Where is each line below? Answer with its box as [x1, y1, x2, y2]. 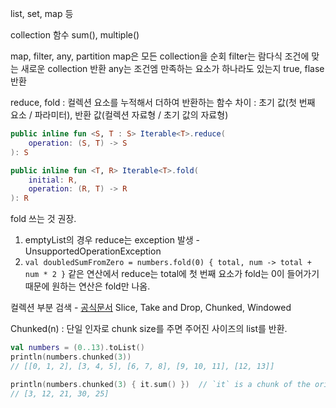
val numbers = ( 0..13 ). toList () [10, 343, 145, 353]
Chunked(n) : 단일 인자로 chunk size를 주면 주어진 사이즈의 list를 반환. [10, 323, 288, 335]
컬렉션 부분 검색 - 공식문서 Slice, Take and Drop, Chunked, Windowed [10, 302, 292, 314]
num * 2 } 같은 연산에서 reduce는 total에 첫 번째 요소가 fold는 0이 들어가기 [24, 268, 320, 280]
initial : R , [28, 175, 78, 185]
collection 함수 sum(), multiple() [10, 29, 140, 41]
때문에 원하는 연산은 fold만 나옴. [24, 280, 151, 292]
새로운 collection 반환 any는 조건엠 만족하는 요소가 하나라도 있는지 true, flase [20, 63, 325, 74]
